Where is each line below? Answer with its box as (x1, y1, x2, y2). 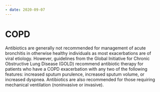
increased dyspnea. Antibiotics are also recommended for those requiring (5, 76, 156, 82)
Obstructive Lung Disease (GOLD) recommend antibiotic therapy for (5, 60, 144, 67)
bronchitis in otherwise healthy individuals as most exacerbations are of (5, 50, 152, 56)
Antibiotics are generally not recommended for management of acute (5, 45, 146, 51)
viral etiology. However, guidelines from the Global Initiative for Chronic (5, 55, 150, 61)
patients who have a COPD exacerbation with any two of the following (5, 66, 148, 72)
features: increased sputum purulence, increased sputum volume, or (5, 71, 145, 77)
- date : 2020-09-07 (5, 7, 45, 12)
